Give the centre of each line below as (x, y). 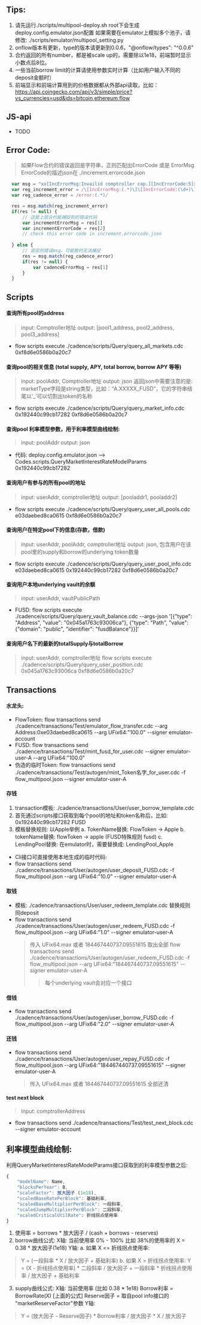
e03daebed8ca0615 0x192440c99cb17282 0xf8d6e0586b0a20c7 (96, 570)
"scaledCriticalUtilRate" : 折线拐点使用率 (68, 1215)
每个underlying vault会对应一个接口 (88, 983)
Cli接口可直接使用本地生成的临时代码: (61, 857)
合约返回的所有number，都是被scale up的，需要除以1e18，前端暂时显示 (103, 55)
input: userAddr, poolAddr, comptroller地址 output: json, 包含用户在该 (106, 544)
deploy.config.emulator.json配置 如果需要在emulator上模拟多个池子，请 (103, 32)
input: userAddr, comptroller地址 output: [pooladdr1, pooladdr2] (99, 497)
